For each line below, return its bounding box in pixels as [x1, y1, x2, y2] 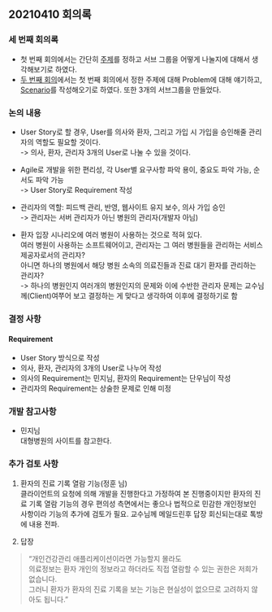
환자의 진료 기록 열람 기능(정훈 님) [19, 479, 128, 488]
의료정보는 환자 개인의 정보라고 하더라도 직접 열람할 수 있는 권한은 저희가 [28, 564, 258, 574]
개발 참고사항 [8, 406, 57, 417]
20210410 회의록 [8, 7, 92, 22]
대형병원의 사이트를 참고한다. [19, 436, 112, 446]
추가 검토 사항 [8, 458, 59, 470]
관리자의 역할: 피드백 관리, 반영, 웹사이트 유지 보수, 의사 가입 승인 [19, 202, 226, 212]
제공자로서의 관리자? [19, 250, 85, 260]
